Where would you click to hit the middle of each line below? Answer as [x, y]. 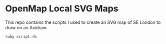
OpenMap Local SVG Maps [62, 9]
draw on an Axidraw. [26, 27]
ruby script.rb [21, 37]
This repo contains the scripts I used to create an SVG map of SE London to [83, 22]
